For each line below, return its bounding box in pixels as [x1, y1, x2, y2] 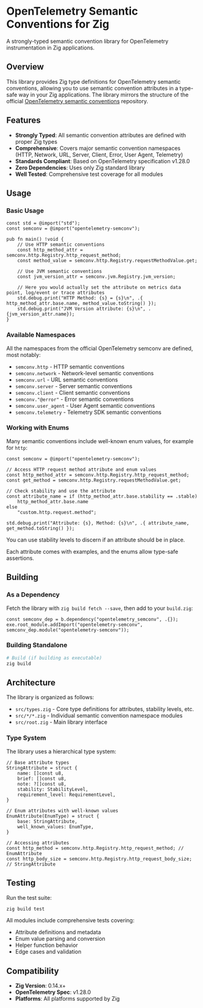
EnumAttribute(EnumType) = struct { [6, 813, 99, 819]
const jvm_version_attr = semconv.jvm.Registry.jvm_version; [17, 274, 176, 280]
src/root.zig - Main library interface [15, 718, 108, 726]
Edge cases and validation [15, 948, 82, 955]
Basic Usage [6, 206, 45, 215]
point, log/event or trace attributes [6, 290, 105, 296]
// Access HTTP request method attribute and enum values [6, 466, 157, 473]
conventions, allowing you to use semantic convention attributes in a [6, 84, 179, 92]
